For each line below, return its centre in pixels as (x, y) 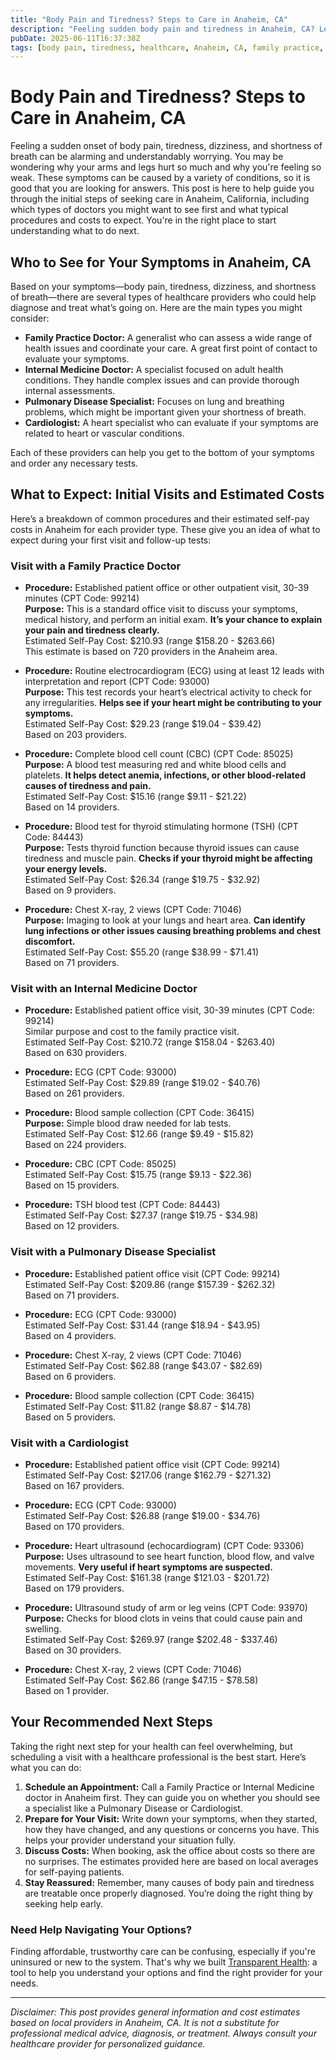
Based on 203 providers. (75, 735)
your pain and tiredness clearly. (92, 630)
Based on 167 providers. (74, 1485)
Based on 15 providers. (72, 1185)
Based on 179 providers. (74, 1588)
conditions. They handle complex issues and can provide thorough (162, 380)
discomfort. (50, 942)
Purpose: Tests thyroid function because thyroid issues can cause (162, 848)
